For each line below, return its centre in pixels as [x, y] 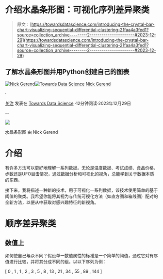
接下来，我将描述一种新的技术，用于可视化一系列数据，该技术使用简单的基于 [81, 190]
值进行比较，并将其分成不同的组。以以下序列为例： [56, 262]
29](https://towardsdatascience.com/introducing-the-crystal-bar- [83, 40]
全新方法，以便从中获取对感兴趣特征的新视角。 [52, 202]
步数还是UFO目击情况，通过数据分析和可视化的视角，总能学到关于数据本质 [80, 174]
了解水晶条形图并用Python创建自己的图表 [67, 72]
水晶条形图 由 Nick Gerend [32, 132]
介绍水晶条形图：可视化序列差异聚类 [77, 10]
